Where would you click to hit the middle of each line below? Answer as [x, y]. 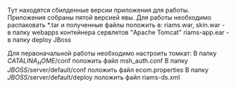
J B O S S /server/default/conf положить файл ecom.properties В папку [108, 70]
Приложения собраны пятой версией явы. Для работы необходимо [109, 17]
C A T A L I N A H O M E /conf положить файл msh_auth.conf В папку [98, 61]
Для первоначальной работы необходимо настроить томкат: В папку [112, 53]
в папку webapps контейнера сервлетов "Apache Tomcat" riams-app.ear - [118, 32]
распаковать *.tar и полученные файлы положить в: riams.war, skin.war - [116, 25]
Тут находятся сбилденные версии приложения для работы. [99, 10]
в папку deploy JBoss [39, 40]
